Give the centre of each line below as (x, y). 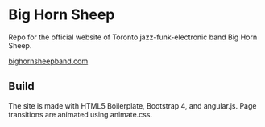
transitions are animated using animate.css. (81, 114)
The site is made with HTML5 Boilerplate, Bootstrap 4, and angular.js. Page (132, 105)
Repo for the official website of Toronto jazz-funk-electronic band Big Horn (133, 37)
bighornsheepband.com (48, 61)
